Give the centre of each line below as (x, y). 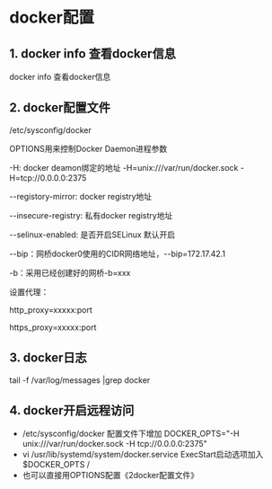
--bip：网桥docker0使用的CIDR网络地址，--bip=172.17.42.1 (118, 253)
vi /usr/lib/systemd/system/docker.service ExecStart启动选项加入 (143, 455)
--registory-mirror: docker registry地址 (81, 196)
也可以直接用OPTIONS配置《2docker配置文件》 (110, 476)
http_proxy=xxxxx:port (51, 309)
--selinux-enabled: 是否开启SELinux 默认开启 (92, 235)
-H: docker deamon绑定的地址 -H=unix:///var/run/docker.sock (124, 167)
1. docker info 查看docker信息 (93, 53)
